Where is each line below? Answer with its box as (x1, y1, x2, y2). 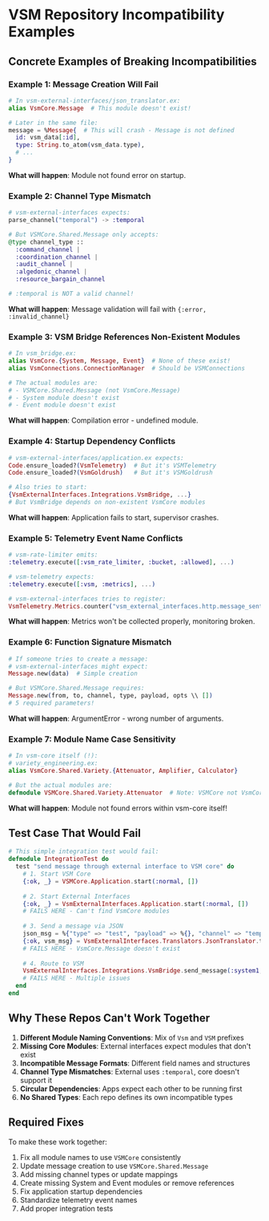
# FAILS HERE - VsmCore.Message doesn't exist (22, 944, 181, 952)
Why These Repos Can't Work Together (8, 1012, 211, 1025)
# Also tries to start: (8, 483, 88, 491)
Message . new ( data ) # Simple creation (8, 669, 138, 678)
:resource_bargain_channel (15, 275, 106, 284)
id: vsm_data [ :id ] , (15, 134, 81, 142)
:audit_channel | (15, 261, 74, 269)
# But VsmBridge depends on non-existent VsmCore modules (8, 499, 206, 507)
